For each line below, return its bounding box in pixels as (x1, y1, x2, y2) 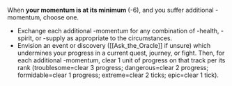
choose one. (42, 13, 79, 21)
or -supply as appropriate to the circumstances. (35, 34, 173, 42)
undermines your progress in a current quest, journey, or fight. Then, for (17, 49, 225, 57)
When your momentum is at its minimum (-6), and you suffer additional (7, 6, 214, 14)
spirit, (17, 34, 34, 42)
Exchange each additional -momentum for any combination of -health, (17, 27, 219, 35)
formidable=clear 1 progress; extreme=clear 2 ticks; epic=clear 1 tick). (17, 71, 219, 79)
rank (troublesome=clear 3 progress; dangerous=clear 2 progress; (17, 64, 209, 71)
